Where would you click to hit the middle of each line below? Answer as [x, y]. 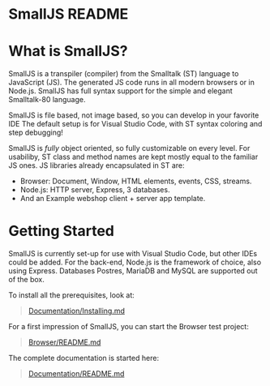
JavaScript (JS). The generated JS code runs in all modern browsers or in [132, 83]
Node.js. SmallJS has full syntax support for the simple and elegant [120, 91]
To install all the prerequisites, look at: [72, 295]
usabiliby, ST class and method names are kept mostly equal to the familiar [133, 157]
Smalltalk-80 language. [47, 100]
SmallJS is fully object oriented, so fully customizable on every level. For [129, 148]
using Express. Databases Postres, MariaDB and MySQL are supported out [133, 271]
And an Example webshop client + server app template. [113, 199]
